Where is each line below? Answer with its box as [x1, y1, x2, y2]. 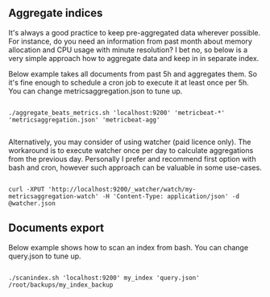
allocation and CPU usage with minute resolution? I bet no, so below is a [8, 44, 248, 55]
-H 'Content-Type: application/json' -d [102, 192, 240, 200]
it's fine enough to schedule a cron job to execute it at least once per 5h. [8, 77, 250, 87]
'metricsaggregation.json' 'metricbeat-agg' [8, 116, 160, 124]
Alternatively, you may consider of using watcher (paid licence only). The [8, 137, 251, 146]
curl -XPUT [8, 185, 45, 193]
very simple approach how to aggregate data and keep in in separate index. [8, 53, 260, 63]
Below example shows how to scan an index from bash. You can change [8, 242, 248, 252]
